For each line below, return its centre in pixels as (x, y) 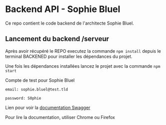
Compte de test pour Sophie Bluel (40, 80)
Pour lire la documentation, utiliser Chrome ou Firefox (60, 117)
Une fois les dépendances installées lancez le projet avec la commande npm (83, 66)
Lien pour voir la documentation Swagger (48, 107)
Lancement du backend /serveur (57, 39)
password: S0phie (23, 98)
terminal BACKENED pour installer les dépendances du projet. (69, 56)
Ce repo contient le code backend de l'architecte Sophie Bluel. (69, 23)
